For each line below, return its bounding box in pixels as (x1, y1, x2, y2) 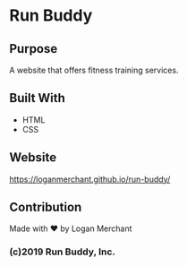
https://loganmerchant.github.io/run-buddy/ (9, 174, 171, 184)
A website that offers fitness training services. (9, 64, 179, 75)
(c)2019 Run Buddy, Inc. (9, 245, 116, 258)
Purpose (9, 41, 58, 56)
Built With (9, 90, 65, 106)
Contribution (9, 200, 82, 215)
